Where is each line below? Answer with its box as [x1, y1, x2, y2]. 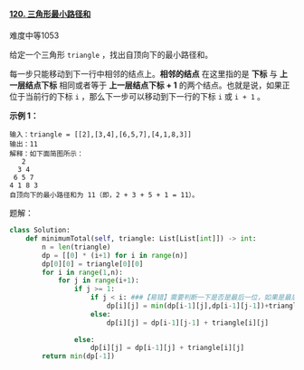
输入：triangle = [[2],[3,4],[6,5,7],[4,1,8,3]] [9, 130, 193, 139]
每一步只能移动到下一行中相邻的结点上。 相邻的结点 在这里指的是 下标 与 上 [9, 69, 288, 80]
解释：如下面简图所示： [9, 149, 84, 158]
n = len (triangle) [42, 242, 111, 251]
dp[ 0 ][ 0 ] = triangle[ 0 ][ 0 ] [42, 259, 144, 269]
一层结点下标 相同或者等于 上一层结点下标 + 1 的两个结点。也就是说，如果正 [9, 80, 290, 90]
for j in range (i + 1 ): [57, 276, 140, 285]
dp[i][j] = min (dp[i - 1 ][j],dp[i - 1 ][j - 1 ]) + [106, 301, 270, 311]
